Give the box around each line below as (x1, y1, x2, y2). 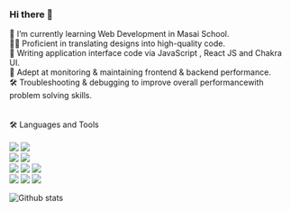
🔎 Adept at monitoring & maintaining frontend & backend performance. (9, 67, 272, 78)
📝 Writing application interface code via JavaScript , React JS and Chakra (9, 48, 282, 59)
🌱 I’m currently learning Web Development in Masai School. (9, 29, 230, 40)
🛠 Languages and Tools (9, 119, 99, 130)
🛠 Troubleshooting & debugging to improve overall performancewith (9, 77, 264, 88)
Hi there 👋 (9, 8, 54, 21)
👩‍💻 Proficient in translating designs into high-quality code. (9, 38, 226, 49)
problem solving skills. (9, 90, 93, 101)
